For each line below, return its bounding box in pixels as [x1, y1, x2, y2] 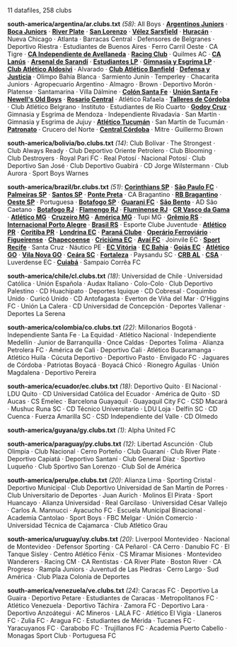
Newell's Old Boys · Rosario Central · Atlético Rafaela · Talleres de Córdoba [7, 95, 230, 103]
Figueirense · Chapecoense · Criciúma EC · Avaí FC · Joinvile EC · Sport [7, 235, 221, 244]
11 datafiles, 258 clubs [7, 6, 72, 14]
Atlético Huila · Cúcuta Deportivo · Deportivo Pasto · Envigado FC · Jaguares [7, 354, 230, 361]
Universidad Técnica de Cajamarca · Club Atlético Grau [7, 521, 168, 529]
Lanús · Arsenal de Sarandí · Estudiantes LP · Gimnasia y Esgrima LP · [7, 57, 216, 66]
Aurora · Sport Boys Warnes [7, 169, 89, 177]
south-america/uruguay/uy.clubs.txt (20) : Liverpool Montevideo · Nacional [7, 535, 230, 543]
